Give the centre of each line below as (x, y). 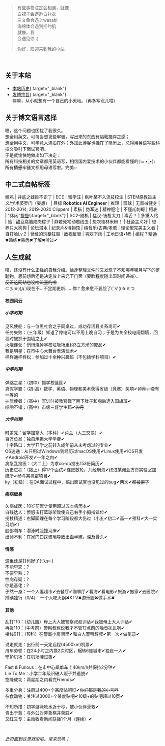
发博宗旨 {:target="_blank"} (39, 94)
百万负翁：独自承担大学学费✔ (35, 439)
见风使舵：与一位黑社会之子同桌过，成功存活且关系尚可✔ (63, 326)
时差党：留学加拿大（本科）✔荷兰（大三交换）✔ (54, 432)
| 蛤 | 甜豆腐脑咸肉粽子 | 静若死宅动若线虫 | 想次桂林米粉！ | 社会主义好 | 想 (81, 222)
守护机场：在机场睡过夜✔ (31, 657)
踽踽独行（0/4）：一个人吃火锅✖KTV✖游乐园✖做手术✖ (60, 598)
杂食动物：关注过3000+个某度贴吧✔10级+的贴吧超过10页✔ (65, 696)
